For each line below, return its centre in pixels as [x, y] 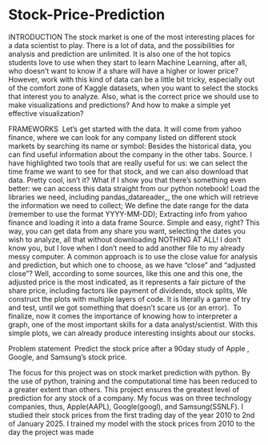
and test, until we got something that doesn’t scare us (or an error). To [125, 307]
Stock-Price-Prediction [87, 15]
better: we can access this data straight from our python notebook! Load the [134, 188]
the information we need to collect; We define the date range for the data [129, 205]
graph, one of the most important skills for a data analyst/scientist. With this [133, 324]
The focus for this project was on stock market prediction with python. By [129, 372]
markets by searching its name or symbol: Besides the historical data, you [130, 146]
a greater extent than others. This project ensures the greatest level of [124, 389]
